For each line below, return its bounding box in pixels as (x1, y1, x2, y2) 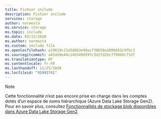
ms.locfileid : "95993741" (5, 70, 57, 75)
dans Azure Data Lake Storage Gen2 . (5, 108, 79, 114)
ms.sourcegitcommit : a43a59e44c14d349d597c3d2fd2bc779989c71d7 (5, 52, 135, 57)
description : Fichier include (5, 12, 66, 17)
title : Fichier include (5, 7, 53, 12)
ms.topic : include (5, 30, 42, 34)
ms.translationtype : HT (5, 57, 53, 62)
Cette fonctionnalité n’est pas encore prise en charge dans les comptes (5, 93, 147, 99)
